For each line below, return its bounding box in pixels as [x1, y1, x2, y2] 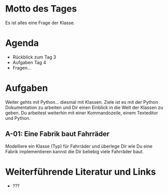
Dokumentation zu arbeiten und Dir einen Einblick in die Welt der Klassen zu [5, 104, 163, 110]
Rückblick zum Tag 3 [12, 54, 57, 60]
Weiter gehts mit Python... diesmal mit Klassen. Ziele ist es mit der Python [5, 99, 158, 105]
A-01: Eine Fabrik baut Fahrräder [5, 130, 109, 139]
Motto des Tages [5, 3, 77, 15]
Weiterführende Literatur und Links [5, 166, 156, 177]
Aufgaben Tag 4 [12, 59, 46, 66]
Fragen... [12, 65, 31, 71]
